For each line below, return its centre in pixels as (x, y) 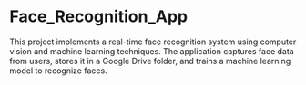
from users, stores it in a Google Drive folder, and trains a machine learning (150, 61)
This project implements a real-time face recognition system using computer (153, 42)
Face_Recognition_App (99, 17)
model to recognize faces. (58, 71)
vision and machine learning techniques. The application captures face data (152, 51)
